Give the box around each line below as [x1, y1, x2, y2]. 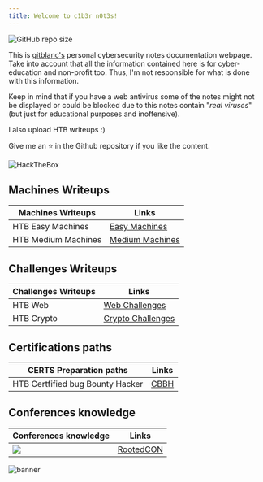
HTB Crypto [12, 313, 58, 324]
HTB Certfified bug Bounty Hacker [12, 379, 144, 390]
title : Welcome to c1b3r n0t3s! [8, 11, 118, 20]
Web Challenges [103, 300, 166, 311]
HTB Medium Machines [12, 234, 102, 245]
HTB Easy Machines [12, 221, 89, 232]
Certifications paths [8, 341, 112, 354]
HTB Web [12, 300, 50, 311]
